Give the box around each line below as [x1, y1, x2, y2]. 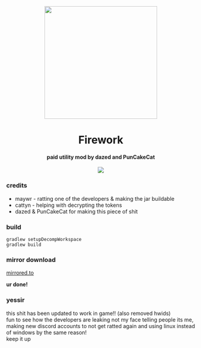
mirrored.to [6, 269, 34, 276]
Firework [78, 133, 124, 147]
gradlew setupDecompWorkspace [6, 236, 82, 242]
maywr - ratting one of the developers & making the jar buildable [14, 195, 175, 202]
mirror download [6, 255, 56, 264]
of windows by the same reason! [6, 329, 87, 336]
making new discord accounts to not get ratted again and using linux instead [6, 322, 196, 329]
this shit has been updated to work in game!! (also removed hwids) [6, 310, 171, 317]
